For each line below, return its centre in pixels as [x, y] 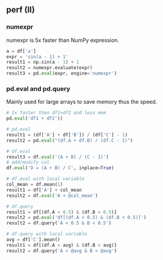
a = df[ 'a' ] [21, 51]
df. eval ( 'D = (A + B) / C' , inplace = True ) [60, 168]
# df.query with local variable [47, 234]
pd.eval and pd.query [38, 88]
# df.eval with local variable [45, 179]
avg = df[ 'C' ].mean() [33, 240]
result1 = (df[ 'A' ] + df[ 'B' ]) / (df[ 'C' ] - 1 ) [67, 135]
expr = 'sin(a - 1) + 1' [37, 56]
